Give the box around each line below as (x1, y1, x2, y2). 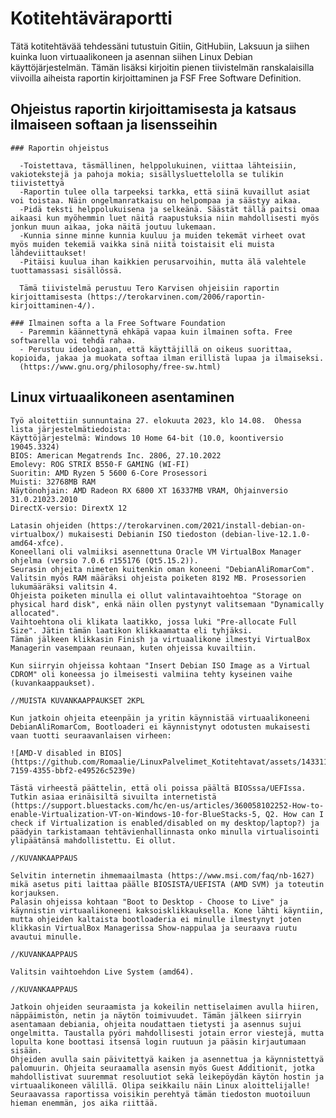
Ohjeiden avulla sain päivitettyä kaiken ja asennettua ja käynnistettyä (10, 1054, 325, 1064)
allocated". (10, 608, 60, 618)
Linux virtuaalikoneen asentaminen (10, 389, 235, 406)
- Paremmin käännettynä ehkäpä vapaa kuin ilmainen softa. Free (19, 327, 293, 337)
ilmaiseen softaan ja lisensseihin (10, 117, 218, 134)
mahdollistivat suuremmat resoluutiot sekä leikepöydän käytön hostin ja (10, 1072, 325, 1082)
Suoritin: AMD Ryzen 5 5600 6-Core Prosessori (10, 468, 208, 478)
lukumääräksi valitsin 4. (10, 582, 118, 592)
